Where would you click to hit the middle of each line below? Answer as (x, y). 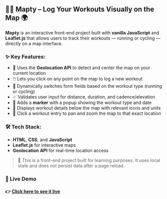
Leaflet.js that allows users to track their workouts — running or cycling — (83, 38)
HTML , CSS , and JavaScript (42, 140)
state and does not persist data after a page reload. (71, 166)
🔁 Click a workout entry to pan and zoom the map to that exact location (87, 113)
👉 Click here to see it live (33, 191)
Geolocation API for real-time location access (60, 151)
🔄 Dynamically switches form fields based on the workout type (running (87, 86)
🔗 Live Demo (21, 179)
